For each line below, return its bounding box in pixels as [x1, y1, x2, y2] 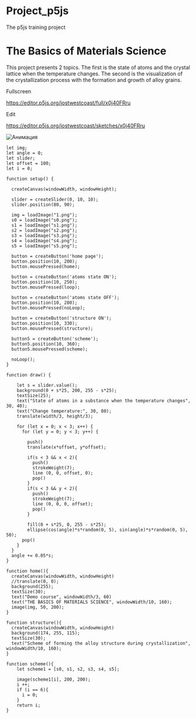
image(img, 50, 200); [11, 604, 65, 610]
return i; [16, 702, 41, 708]
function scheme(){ [6, 661, 54, 667]
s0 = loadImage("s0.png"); [11, 217, 78, 223]
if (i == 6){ [16, 687, 49, 692]
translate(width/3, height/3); [16, 413, 94, 419]
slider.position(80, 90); [11, 202, 75, 208]
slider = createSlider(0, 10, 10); [11, 196, 99, 202]
